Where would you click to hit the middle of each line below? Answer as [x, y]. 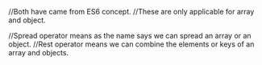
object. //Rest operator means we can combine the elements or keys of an [131, 44]
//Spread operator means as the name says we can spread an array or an [130, 36]
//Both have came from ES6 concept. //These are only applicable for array [131, 12]
